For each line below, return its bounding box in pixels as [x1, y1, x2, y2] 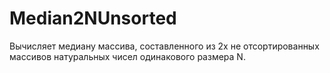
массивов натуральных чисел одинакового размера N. [9, 50, 246, 62]
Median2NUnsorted [9, 7, 177, 30]
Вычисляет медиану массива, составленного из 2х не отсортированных [9, 40, 320, 52]
